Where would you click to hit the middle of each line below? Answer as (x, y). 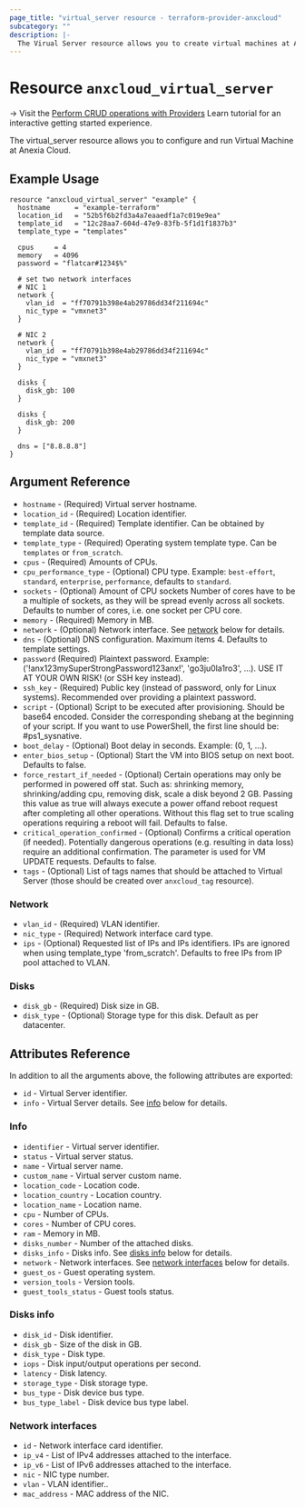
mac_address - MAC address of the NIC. (96, 1494)
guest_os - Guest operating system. (89, 1272)
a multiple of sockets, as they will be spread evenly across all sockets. (153, 600)
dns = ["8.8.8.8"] (53, 446)
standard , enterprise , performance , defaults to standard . (127, 581)
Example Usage (54, 179)
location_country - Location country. (92, 1194)
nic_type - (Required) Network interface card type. (118, 934)
